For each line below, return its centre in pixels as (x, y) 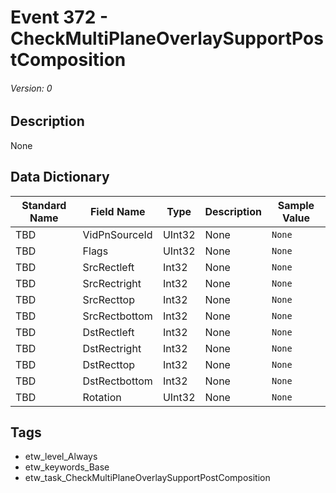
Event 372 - (59, 17)
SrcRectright (112, 283)
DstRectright (112, 348)
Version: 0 (31, 88)
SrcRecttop (108, 299)
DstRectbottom (117, 381)
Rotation (102, 397)
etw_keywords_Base (67, 467)
